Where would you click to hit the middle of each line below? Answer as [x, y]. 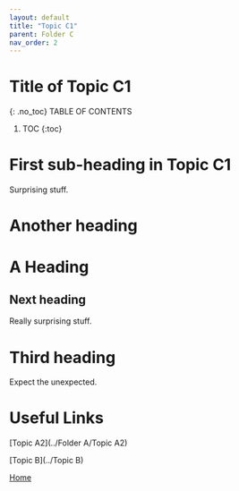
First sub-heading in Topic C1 [120, 165]
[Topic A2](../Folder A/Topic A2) [68, 443]
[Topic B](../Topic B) [47, 461]
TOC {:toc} [42, 129]
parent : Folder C [42, 34]
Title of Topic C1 [70, 87]
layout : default [39, 17]
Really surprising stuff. [51, 321]
